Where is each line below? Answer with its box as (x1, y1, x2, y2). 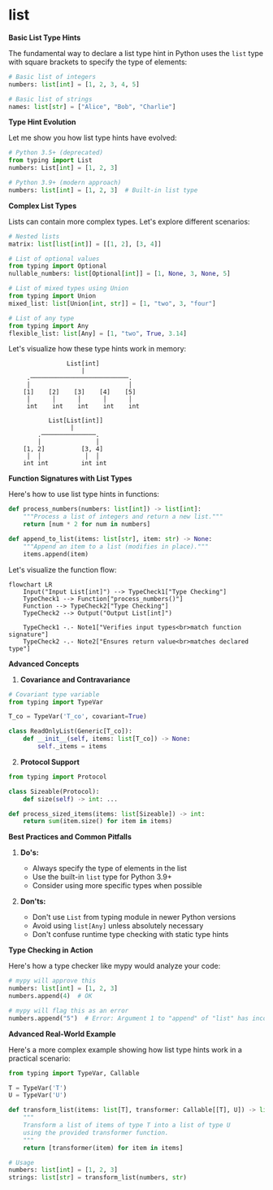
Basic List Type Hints (8, 33, 81, 42)
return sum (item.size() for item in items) (23, 817, 173, 826)
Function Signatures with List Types (8, 473, 132, 483)
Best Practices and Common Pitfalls (8, 832, 132, 842)
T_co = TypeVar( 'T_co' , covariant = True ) (8, 713, 148, 721)
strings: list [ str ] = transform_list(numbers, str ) (8, 1174, 187, 1182)
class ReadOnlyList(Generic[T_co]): (8, 727, 132, 735)
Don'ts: (19, 896, 46, 906)
